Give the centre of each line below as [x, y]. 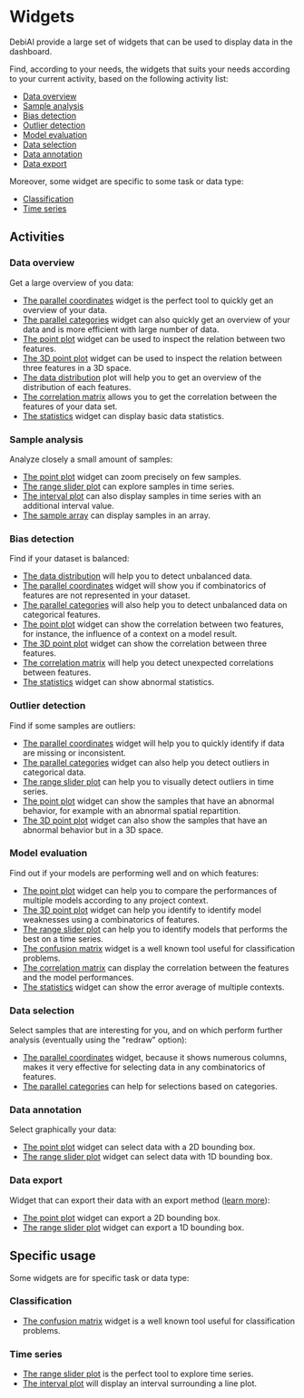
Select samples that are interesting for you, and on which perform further [146, 1031]
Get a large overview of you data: [72, 282]
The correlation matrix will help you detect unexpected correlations [148, 663]
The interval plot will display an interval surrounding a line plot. [139, 1383]
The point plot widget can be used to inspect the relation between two [154, 338]
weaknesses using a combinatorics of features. [111, 919]
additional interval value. [69, 505]
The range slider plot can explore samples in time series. [128, 486]
